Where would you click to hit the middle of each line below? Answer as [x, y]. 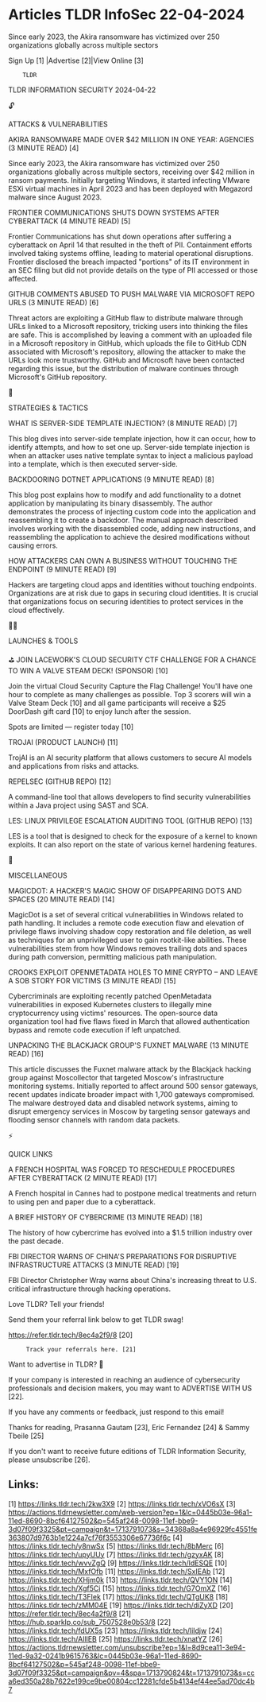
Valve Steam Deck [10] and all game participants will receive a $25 [117, 703]
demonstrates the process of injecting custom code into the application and [132, 511]
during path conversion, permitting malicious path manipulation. [113, 956]
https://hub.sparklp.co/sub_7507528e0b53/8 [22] [90, 1622]
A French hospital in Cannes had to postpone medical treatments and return [132, 1193]
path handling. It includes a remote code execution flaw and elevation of [126, 923]
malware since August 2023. [55, 197]
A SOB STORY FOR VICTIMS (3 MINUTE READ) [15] [92, 980]
